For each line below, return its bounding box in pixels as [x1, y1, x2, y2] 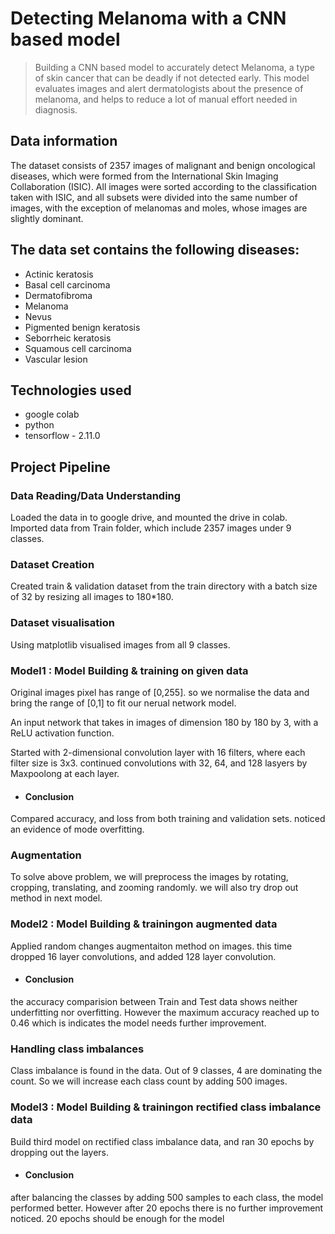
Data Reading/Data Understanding [10, 488, 182, 502]
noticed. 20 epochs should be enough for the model [10, 1212, 225, 1224]
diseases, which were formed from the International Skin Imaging [10, 170, 279, 182]
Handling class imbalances [10, 1042, 145, 1056]
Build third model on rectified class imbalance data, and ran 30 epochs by [10, 1135, 315, 1147]
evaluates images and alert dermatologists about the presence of [34, 82, 304, 94]
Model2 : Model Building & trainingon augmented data [10, 917, 278, 931]
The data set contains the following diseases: [10, 242, 300, 259]
